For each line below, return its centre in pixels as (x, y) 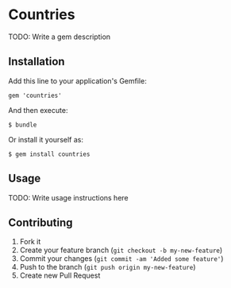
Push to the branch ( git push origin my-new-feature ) (108, 267)
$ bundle (23, 125)
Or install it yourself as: (46, 139)
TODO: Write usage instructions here (68, 197)
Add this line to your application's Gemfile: (77, 80)
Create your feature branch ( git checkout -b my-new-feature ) (121, 250)
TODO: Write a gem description (60, 37)
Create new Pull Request (60, 275)
